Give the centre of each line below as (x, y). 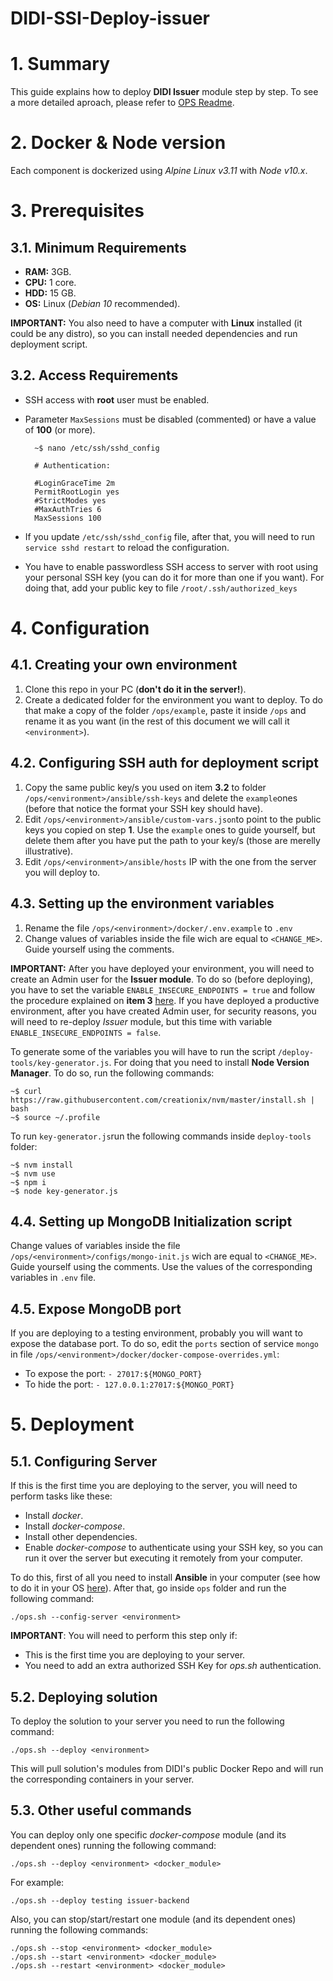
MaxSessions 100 (68, 518)
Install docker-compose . (75, 1526)
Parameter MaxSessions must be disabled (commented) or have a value (170, 419)
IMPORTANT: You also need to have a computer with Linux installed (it (156, 323)
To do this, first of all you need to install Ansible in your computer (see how (165, 1578)
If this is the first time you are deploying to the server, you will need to (154, 1486)
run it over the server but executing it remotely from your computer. (163, 1558)
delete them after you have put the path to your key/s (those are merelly (172, 840)
